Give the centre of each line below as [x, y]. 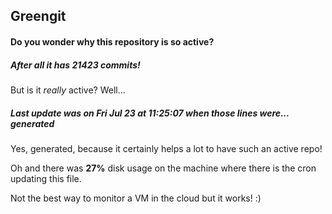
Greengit [38, 16]
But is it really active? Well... [68, 90]
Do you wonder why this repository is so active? [112, 41]
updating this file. [46, 178]
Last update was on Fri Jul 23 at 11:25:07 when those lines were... [150, 113]
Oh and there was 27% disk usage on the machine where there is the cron [163, 168]
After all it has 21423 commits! [75, 65]
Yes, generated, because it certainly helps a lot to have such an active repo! [166, 148]
